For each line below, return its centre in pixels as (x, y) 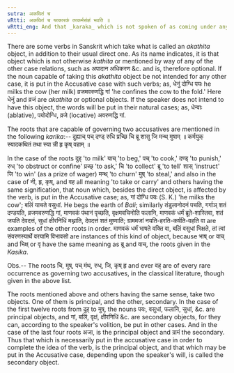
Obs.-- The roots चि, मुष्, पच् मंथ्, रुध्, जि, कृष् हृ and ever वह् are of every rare (109, 266)
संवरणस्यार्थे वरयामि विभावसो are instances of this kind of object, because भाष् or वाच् (116, 236)
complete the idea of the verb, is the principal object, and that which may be (117, 348)
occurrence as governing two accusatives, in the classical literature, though (116, 273)
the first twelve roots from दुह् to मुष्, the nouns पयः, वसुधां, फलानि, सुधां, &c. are (111, 309)
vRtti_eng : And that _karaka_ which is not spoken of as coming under (112, 26)
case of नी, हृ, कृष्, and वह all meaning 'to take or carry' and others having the (115, 182)
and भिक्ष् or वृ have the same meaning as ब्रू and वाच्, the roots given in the (109, 244)
